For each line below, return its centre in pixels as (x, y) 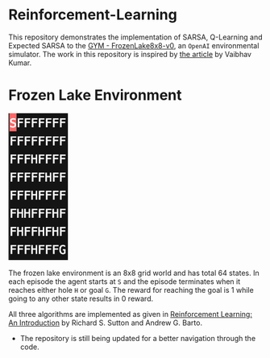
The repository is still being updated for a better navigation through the (138, 338)
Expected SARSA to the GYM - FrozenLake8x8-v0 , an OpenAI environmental (134, 45)
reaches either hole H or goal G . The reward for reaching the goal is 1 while (131, 290)
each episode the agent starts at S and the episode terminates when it (125, 281)
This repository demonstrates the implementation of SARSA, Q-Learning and (135, 37)
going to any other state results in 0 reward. (81, 298)
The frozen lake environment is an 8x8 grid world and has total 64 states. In (134, 273)
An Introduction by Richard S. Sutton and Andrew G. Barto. (106, 323)
